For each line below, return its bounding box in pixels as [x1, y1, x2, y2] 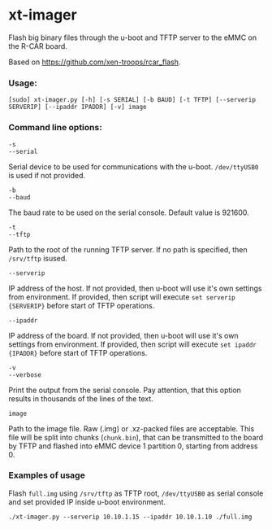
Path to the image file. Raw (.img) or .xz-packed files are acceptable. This [8, 423, 255, 433]
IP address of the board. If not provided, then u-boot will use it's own [8, 330, 239, 340]
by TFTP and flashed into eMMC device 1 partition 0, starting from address [8, 441, 258, 451]
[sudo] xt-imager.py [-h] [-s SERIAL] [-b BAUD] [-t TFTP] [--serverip [8, 96, 256, 104]
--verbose [8, 370, 42, 379]
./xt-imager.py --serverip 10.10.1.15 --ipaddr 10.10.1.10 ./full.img [8, 513, 253, 521]
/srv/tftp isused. [8, 253, 67, 263]
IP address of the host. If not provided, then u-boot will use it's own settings [8, 283, 262, 293]
